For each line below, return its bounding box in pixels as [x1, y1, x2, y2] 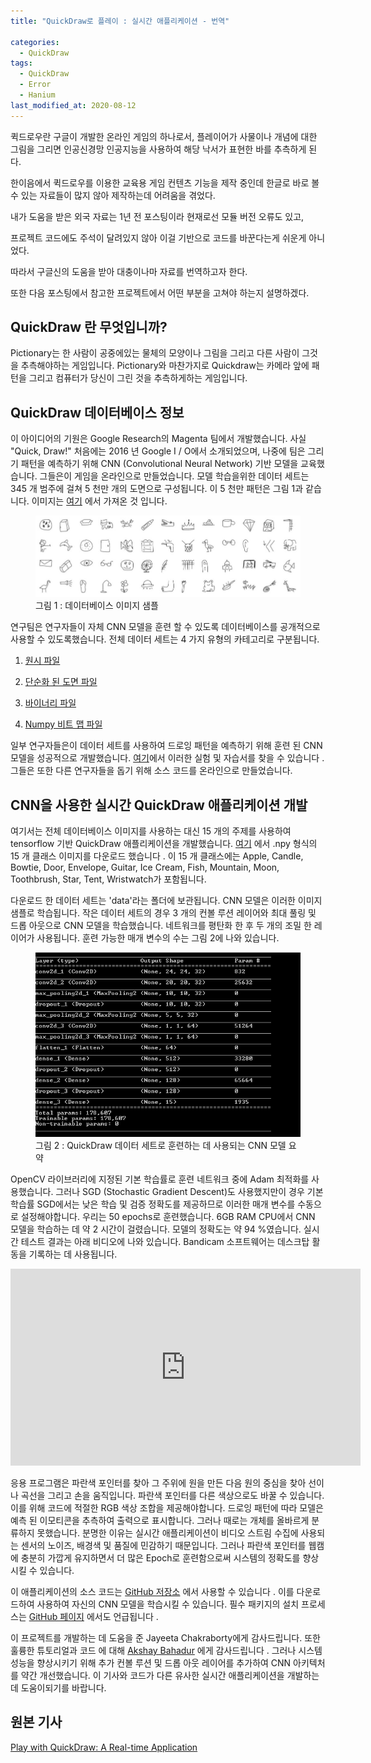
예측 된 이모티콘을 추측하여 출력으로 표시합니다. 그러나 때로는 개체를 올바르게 [10, 1514, 310, 1526]
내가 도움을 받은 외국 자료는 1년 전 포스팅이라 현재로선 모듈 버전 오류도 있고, [10, 210, 305, 222]
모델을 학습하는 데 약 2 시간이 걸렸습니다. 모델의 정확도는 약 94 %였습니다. [10, 1223, 302, 1235]
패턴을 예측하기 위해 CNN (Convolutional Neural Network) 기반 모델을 [20, 458, 299, 470]
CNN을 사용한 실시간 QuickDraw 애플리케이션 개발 [10, 796, 308, 814]
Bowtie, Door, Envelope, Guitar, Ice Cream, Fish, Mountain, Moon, [10, 861, 280, 873]
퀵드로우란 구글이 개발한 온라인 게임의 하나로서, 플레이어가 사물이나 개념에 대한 [10, 130, 318, 142]
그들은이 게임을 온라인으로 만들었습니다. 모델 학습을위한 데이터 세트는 [39, 470, 310, 482]
